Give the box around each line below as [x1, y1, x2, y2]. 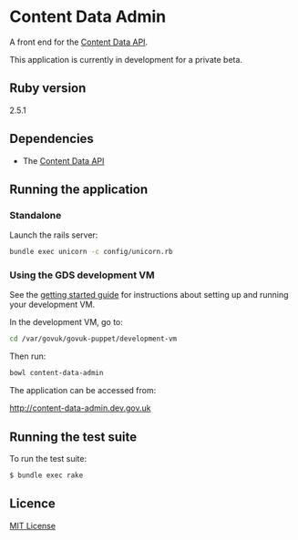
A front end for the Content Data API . [9, 36, 149, 47]
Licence [9, 496, 57, 512]
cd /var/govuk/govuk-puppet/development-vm [9, 334, 178, 343]
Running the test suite [9, 429, 138, 444]
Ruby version [9, 80, 87, 97]
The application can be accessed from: [9, 385, 157, 396]
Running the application [9, 181, 149, 197]
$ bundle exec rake [9, 471, 84, 480]
